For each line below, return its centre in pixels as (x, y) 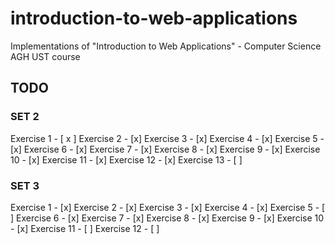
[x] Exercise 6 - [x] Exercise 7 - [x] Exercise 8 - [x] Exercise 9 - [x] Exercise (165, 149)
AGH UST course (45, 56)
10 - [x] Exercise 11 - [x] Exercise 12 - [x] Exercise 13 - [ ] (126, 159)
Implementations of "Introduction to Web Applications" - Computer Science (166, 46)
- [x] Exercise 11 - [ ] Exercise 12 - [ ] (85, 228)
